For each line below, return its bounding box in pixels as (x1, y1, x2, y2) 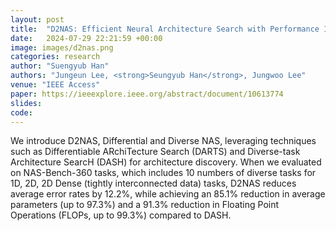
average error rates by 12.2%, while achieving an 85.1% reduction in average (10, 188, 326, 200)
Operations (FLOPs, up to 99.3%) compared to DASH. (10, 209, 232, 221)
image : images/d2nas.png (10, 42, 114, 53)
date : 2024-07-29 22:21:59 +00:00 (10, 33, 163, 43)
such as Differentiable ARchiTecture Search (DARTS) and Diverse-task (10, 146, 301, 158)
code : (10, 107, 33, 118)
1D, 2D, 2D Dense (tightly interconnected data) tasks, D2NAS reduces (10, 177, 297, 190)
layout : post (10, 14, 65, 25)
